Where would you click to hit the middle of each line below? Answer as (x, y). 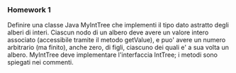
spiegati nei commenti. (40, 62)
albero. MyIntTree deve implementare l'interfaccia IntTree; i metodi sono (113, 55)
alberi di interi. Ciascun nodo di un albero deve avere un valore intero (108, 32)
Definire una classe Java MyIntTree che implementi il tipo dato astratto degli (118, 25)
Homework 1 (29, 10)
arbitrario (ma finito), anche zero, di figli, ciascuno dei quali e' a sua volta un (118, 48)
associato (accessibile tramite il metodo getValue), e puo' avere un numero (117, 40)
